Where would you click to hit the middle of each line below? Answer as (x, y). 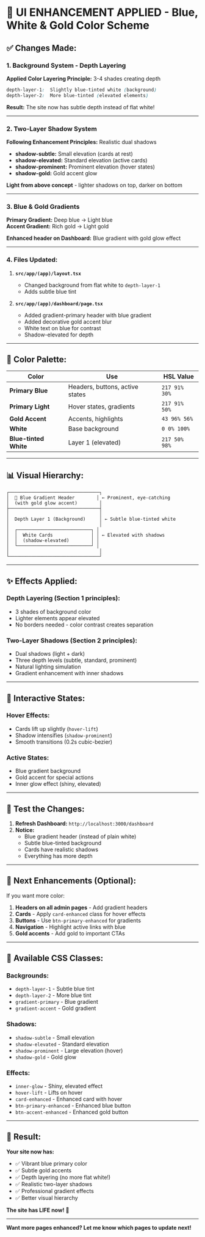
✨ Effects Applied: (42, 581)
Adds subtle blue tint (50, 291)
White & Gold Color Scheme (78, 25)
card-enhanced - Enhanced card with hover (69, 1099)
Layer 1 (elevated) (94, 443)
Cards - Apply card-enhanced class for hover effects (80, 914)
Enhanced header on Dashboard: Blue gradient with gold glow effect (94, 238)
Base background (93, 429)
